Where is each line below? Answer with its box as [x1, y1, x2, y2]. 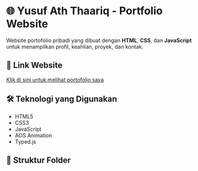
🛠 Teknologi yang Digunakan [6, 94, 117, 104]
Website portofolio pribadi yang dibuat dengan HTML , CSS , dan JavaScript [6, 37, 192, 44]
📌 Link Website [6, 61, 63, 71]
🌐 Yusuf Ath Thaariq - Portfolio [6, 4, 163, 18]
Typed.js [14, 138, 36, 145]
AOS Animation [14, 132, 52, 139]
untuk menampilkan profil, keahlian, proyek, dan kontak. [6, 43, 144, 50]
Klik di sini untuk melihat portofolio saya [6, 76, 104, 83]
